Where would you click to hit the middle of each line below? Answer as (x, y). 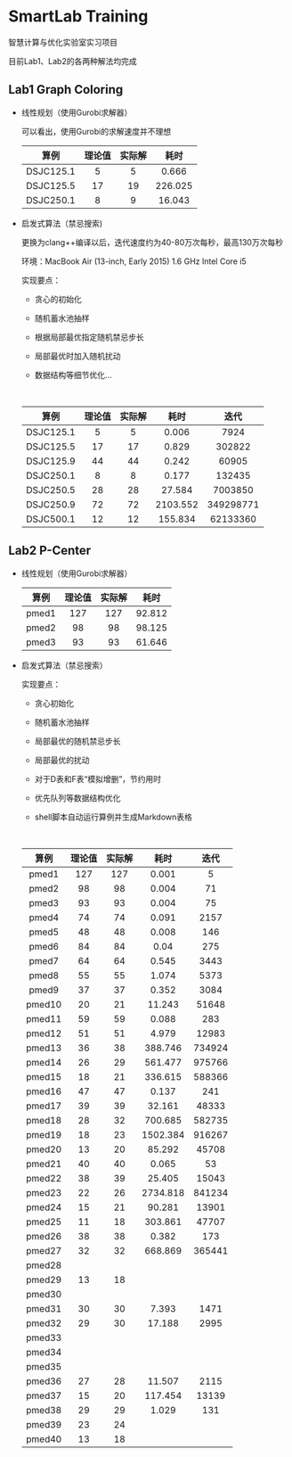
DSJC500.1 (51, 519)
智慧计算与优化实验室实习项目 (63, 42)
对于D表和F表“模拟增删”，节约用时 (98, 778)
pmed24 (44, 1207)
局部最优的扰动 (62, 760)
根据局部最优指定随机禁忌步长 (89, 337)
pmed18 (44, 1120)
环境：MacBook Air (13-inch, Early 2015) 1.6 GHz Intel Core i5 (134, 261)
